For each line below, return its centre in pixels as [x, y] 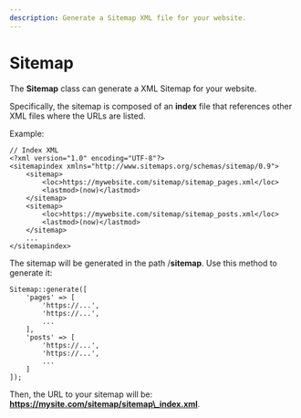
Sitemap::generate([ [49, 289]
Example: [27, 133]
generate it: [31, 272]
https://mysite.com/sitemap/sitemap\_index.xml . [105, 403]
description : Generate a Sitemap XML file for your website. [128, 18]
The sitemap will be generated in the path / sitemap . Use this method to [144, 263]
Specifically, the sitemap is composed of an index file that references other [151, 106]
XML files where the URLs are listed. [78, 116]
